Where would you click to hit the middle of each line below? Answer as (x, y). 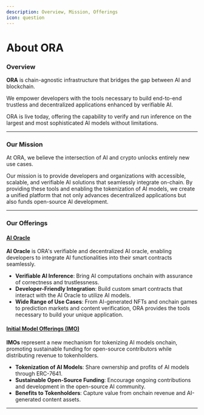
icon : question (25, 18)
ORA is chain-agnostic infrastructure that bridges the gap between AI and (99, 80)
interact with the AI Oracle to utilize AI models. (73, 295)
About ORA (35, 48)
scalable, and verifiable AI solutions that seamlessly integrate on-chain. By (100, 183)
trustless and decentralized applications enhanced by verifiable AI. (90, 105)
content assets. (61, 399)
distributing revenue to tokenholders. (53, 355)
